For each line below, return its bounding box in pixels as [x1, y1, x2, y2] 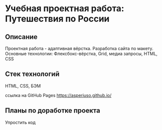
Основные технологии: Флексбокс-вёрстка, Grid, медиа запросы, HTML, [5, 51, 158, 56]
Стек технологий [5, 70, 60, 78]
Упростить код [5, 119, 36, 125]
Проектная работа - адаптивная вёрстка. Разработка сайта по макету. [5, 46, 154, 51]
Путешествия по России [5, 13, 110, 24]
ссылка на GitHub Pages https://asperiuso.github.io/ [5, 92, 112, 98]
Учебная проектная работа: [5, 3, 124, 14]
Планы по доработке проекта [5, 107, 100, 115]
